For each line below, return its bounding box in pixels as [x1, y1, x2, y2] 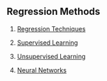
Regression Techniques [16, 24, 86, 33]
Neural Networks [16, 65, 67, 74]
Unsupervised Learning [16, 52, 86, 60]
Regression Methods [6, 6, 101, 18]
